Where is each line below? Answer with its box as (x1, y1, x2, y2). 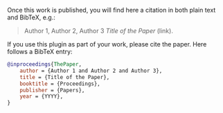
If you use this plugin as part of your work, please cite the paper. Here (7, 40, 207, 48)
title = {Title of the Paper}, (19, 73, 110, 80)
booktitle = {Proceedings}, (19, 80, 100, 87)
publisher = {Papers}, (19, 87, 85, 94)
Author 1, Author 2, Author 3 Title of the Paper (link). (24, 27, 173, 35)
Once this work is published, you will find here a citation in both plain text (7, 6, 216, 14)
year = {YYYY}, (19, 93, 64, 100)
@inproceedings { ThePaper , (7, 61, 82, 68)
